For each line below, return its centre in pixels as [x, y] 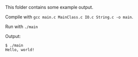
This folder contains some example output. [49, 7]
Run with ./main [22, 26]
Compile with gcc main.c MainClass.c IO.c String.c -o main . [69, 17]
